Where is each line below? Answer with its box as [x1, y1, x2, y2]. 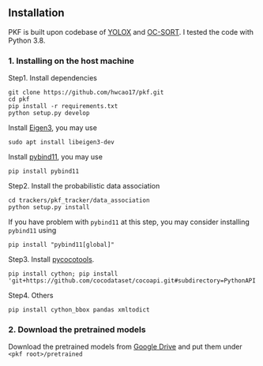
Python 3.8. [8, 35, 46, 45]
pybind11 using [8, 226, 57, 235]
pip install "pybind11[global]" [8, 241, 115, 249]
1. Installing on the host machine [8, 55, 134, 66]
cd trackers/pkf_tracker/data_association [8, 196, 150, 204]
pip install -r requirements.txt [8, 103, 118, 110]
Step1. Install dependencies [8, 73, 97, 83]
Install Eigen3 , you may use [8, 123, 97, 133]
